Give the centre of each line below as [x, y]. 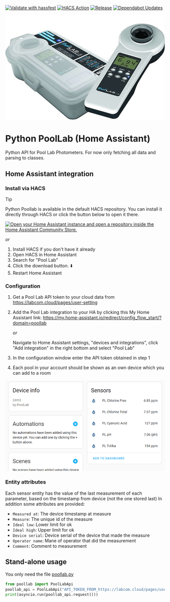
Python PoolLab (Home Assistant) [78, 138]
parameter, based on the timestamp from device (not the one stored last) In [84, 498]
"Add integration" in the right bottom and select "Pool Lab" [74, 348]
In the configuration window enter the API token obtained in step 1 [81, 358]
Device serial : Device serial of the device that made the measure [81, 535]
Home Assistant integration [50, 174]
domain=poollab [30, 323]
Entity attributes [26, 482]
